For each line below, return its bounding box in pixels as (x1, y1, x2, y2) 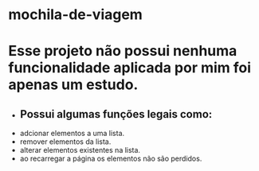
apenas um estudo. (8, 76, 139, 94)
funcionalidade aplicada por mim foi (8, 59, 252, 77)
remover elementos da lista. (19, 137, 112, 146)
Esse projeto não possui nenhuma (8, 42, 237, 60)
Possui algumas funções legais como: (19, 107, 213, 121)
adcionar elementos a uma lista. (19, 129, 125, 138)
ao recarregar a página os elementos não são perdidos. (19, 154, 202, 164)
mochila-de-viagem (8, 6, 143, 24)
